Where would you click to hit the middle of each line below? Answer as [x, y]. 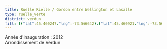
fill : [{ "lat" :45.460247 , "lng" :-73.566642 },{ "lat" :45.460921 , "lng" [77, 23]
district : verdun [23, 19]
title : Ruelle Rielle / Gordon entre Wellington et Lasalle [69, 10]
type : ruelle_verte [25, 14]
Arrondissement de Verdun [33, 43]
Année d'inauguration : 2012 [34, 37]
